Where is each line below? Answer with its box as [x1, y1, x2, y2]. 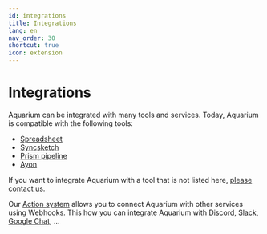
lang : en [8, 26, 38, 34]
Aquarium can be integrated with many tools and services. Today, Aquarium [8, 110, 259, 119]
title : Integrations [8, 19, 78, 27]
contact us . [8, 184, 46, 193]
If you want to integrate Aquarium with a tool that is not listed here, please [8, 175, 253, 184]
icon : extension [8, 49, 63, 57]
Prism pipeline [19, 151, 68, 160]
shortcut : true [8, 42, 59, 50]
